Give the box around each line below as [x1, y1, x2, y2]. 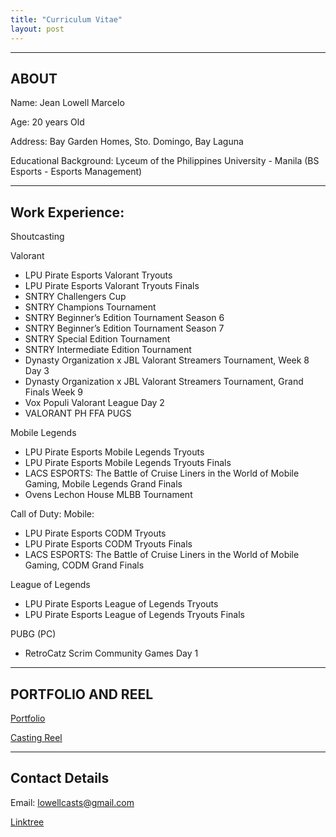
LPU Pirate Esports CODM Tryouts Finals [24, 538, 193, 550]
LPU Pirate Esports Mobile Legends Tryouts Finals [24, 457, 232, 469]
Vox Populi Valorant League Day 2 [24, 397, 165, 409]
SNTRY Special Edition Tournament [24, 333, 171, 345]
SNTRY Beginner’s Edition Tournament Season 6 [24, 312, 225, 324]
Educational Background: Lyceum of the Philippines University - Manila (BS [10, 155, 320, 167]
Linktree [10, 816, 45, 828]
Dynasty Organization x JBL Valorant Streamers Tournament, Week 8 [24, 354, 310, 366]
